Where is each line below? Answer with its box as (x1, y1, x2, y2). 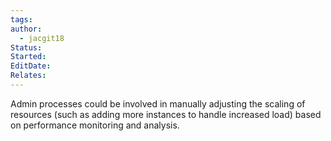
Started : (10, 52, 47, 62)
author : (10, 24, 43, 34)
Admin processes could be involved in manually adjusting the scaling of (10, 97, 306, 110)
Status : (10, 42, 43, 53)
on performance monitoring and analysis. (10, 119, 180, 131)
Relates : (10, 71, 47, 81)
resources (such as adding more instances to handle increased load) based (10, 108, 322, 120)
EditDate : (10, 61, 52, 71)
